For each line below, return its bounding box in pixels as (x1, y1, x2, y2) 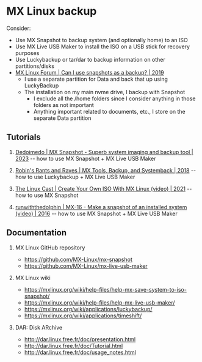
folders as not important (33, 101, 95, 108)
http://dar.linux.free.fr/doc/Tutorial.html (24, 342, 123, 349)
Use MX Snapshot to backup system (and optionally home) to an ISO (15, 36, 188, 43)
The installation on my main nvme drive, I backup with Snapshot (24, 88, 186, 95)
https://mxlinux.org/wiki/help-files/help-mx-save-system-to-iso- (24, 286, 187, 293)
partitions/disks (15, 62, 55, 70)
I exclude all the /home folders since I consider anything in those (33, 95, 196, 102)
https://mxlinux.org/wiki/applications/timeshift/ (24, 312, 142, 319)
